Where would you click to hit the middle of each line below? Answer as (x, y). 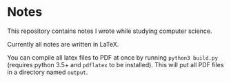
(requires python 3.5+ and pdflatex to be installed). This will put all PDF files (115, 64)
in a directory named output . (48, 72)
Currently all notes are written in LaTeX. (63, 44)
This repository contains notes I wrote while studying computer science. (110, 31)
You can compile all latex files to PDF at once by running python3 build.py (113, 57)
